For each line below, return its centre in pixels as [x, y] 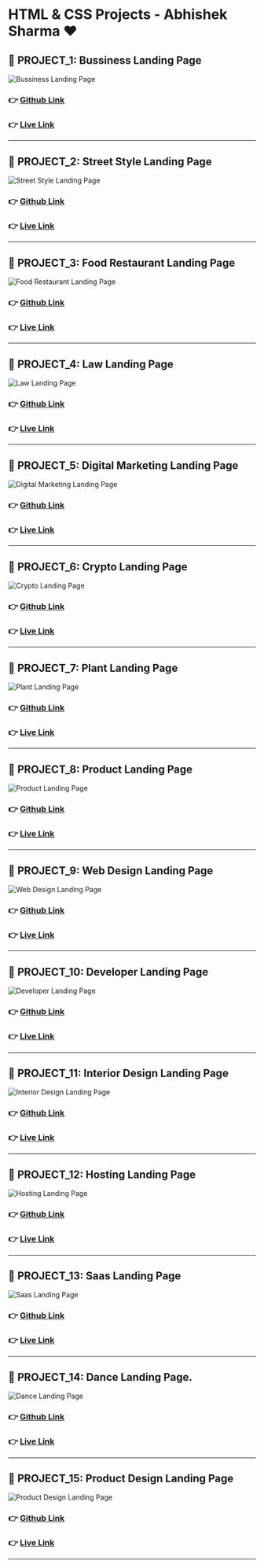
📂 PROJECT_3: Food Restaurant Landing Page [122, 262]
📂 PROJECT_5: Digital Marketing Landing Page [123, 465]
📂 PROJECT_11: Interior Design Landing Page [119, 1073]
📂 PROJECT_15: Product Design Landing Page [121, 1479]
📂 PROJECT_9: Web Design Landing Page [111, 871]
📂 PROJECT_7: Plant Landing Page [93, 668]
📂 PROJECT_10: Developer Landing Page [108, 972]
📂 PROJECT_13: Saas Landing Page [95, 1276]
